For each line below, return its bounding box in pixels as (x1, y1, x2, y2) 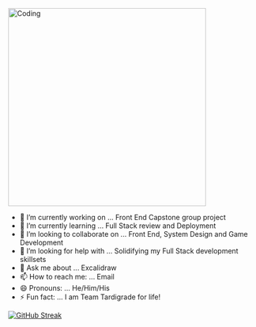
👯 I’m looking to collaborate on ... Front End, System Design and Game (19, 230, 248, 238)
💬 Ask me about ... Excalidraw (19, 263, 117, 272)
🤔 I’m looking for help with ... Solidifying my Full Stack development (19, 246, 239, 256)
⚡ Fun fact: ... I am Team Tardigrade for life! (19, 292, 160, 302)
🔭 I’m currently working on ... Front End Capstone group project (19, 213, 227, 222)
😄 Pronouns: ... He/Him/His (19, 283, 111, 292)
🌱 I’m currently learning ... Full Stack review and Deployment (19, 221, 216, 230)
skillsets (19, 255, 47, 264)
